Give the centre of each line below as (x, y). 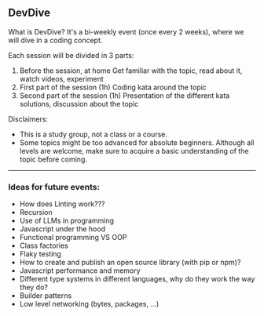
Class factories (44, 245)
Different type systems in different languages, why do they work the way (137, 279)
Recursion (36, 212)
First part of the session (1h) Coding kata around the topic (113, 87)
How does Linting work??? (62, 204)
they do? (34, 287)
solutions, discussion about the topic (79, 104)
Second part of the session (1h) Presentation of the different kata (125, 95)
